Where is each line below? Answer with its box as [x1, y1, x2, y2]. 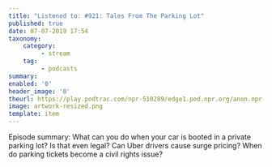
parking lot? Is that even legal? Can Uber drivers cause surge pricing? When [8, 141, 262, 150]
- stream [40, 49, 70, 58]
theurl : [8, 95, 35, 103]
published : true [8, 19, 63, 28]
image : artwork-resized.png [8, 102, 104, 110]
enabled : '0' [8, 79, 53, 88]
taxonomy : [8, 34, 42, 43]
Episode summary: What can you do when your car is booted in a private [8, 132, 252, 142]
